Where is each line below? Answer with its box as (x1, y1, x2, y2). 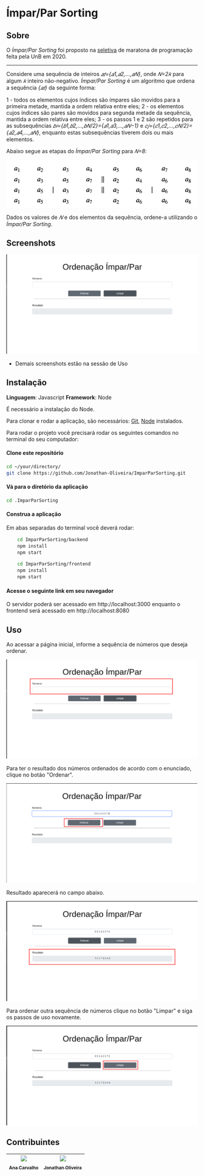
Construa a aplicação (6, 511, 62, 518)
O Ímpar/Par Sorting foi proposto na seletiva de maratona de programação (6, 46, 193, 54)
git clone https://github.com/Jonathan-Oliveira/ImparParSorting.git (6, 470, 186, 476)
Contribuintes (6, 1137, 60, 1147)
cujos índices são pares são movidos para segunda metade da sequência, (6, 109, 192, 116)
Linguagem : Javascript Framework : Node (6, 393, 112, 401)
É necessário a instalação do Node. (6, 405, 95, 413)
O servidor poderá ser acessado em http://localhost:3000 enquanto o (6, 601, 181, 608)
